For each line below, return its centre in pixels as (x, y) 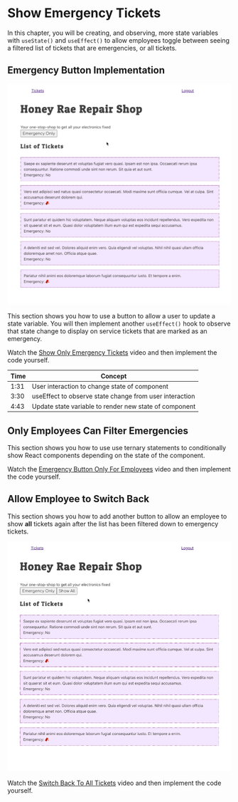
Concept (114, 376)
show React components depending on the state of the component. (106, 455)
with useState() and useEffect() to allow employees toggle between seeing (118, 40)
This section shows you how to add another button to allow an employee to (117, 516)
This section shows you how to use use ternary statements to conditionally (117, 447)
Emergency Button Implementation (86, 70)
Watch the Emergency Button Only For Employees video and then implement (119, 469)
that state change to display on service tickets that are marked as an (107, 331)
